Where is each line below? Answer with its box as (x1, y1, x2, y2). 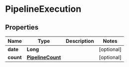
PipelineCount (26, 54, 61, 61)
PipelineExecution (5, 3, 82, 15)
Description (65, 38, 94, 44)
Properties (5, 23, 39, 32)
